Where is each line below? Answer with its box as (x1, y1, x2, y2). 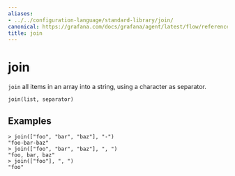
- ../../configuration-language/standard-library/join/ (8, 17, 174, 24)
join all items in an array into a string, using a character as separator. (8, 83, 206, 91)
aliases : (8, 10, 33, 17)
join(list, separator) (8, 96, 74, 103)
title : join (8, 29, 43, 37)
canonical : (8, 23, 40, 30)
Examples (8, 115, 52, 127)
